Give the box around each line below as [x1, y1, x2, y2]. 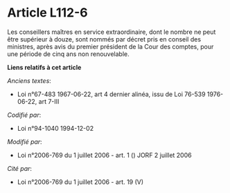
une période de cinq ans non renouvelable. [7, 50, 130, 58]
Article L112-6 [7, 5, 88, 21]
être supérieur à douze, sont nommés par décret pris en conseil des [7, 35, 202, 43]
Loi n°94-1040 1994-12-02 [17, 124, 94, 132]
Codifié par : [7, 111, 42, 119]
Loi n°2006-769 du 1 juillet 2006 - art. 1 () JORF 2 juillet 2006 [17, 151, 192, 159]
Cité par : [7, 164, 33, 172]
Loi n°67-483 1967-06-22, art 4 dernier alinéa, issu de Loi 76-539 [17, 90, 206, 98]
